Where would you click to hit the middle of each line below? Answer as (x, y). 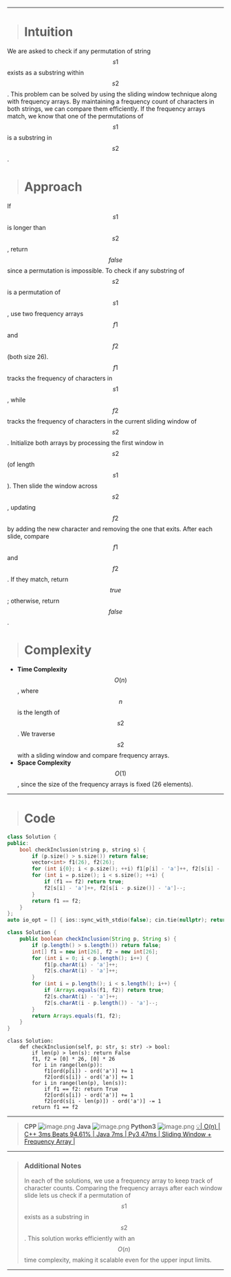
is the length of (38, 712)
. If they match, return (38, 579)
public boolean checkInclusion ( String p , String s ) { (98, 939)
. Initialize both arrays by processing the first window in (85, 443)
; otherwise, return (33, 601)
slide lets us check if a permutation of (77, 1196)
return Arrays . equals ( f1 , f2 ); (77, 1016)
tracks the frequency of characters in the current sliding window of (102, 422)
